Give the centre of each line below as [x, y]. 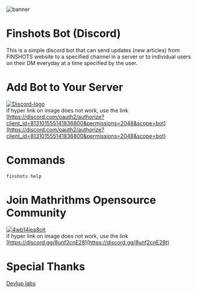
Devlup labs [21, 283]
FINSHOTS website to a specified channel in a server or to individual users [99, 57]
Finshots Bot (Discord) [64, 34]
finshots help [24, 176]
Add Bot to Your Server [65, 88]
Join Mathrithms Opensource [81, 200]
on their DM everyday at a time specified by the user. [72, 63]
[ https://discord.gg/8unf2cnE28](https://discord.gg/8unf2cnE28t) [88, 242]
